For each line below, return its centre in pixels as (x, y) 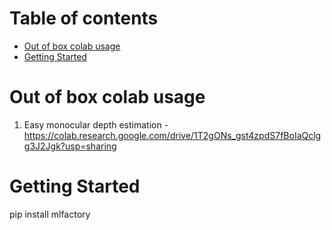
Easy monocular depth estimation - (96, 124)
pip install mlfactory (50, 214)
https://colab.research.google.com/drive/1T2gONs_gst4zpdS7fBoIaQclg (172, 135)
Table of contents (84, 18)
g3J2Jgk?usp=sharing (70, 146)
